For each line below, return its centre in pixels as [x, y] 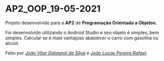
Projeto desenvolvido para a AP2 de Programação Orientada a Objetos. [81, 23]
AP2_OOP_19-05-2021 [53, 9]
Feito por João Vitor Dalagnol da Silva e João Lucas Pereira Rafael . [76, 53]
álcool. [12, 43]
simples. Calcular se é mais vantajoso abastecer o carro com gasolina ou [82, 38]
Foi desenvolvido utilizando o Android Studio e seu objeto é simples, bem [82, 32]
